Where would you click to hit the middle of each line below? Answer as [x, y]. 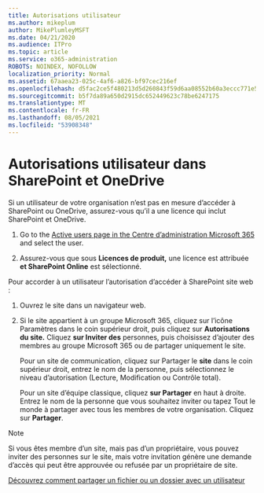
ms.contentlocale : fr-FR [49, 111]
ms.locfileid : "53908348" [50, 125]
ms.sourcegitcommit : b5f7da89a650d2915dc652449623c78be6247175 [114, 96]
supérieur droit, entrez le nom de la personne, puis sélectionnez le [126, 369]
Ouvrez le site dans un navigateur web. [83, 305]
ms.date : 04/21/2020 [42, 37]
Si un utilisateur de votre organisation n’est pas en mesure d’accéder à [122, 202]
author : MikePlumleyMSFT [49, 30]
